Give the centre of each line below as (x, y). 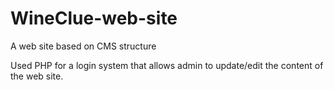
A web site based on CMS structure (83, 46)
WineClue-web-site (94, 18)
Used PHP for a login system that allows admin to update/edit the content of (167, 65)
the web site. (37, 76)
